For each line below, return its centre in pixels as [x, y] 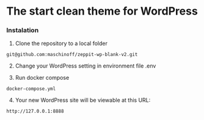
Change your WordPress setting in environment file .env [86, 66]
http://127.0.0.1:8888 [35, 111]
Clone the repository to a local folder [61, 43]
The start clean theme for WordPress [102, 11]
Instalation [23, 30]
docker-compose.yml [31, 89]
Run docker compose [42, 78]
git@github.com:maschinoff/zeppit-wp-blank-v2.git [72, 55]
